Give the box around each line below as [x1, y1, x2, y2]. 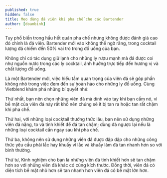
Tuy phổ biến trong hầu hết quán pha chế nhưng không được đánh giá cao [5, 35, 158, 41]
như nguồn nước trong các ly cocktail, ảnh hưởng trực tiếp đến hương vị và [5, 60, 159, 66]
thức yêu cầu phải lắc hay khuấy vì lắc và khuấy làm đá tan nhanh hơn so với [5, 142, 163, 148]
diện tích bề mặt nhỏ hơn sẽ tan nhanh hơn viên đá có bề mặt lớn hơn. [5, 167, 149, 173]
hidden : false [5, 12, 35, 17]
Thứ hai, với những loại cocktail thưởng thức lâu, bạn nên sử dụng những [5, 116, 155, 122]
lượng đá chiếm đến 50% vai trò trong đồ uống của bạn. [5, 45, 120, 51]
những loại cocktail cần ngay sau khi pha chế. [5, 127, 99, 133]
